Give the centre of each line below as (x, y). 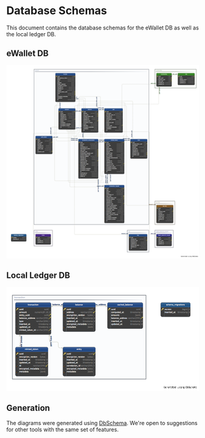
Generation (28, 408)
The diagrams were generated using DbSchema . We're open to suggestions (102, 423)
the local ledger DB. (31, 34)
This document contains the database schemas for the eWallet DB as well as (102, 28)
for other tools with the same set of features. (63, 429)
